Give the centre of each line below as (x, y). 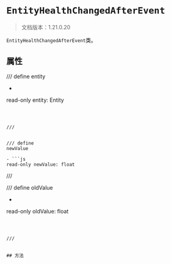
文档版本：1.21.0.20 (46, 27)
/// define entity (26, 76)
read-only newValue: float (41, 164)
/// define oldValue (30, 187)
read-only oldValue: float (38, 211)
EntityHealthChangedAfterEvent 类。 (51, 40)
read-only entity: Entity (35, 100)
